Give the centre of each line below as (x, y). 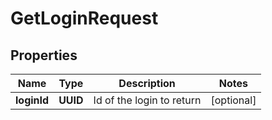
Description (147, 83)
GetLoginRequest (84, 18)
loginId (32, 100)
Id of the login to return (147, 100)
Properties (44, 55)
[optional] (233, 100)
